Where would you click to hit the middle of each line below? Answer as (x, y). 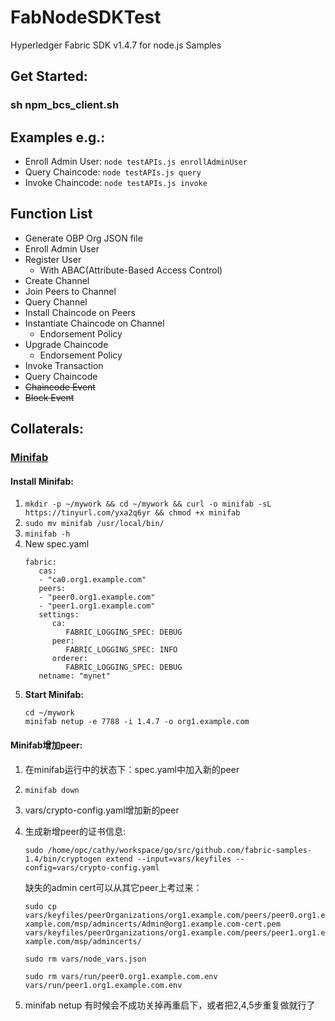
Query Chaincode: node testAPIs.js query (113, 172)
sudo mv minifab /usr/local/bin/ (94, 524)
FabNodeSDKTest (86, 17)
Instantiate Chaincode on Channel (94, 323)
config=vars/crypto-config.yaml (92, 867)
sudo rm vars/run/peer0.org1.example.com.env (121, 976)
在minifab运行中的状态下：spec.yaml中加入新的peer (132, 769)
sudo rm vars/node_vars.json (85, 959)
